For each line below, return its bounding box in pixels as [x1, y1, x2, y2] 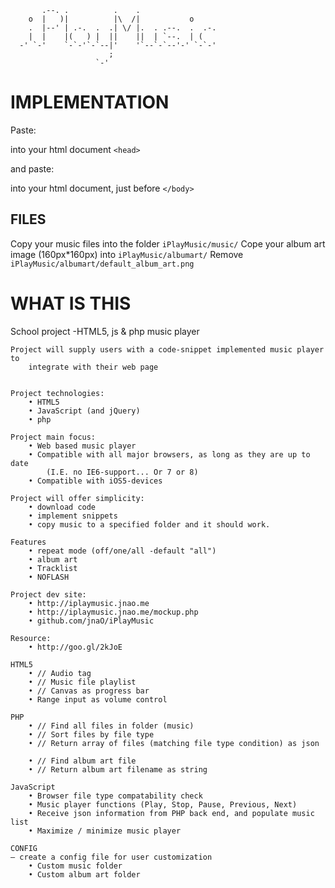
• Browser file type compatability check [28, 791, 203, 801]
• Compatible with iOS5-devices [28, 476, 163, 486]
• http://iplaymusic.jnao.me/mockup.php [28, 607, 199, 617]
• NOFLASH [28, 572, 70, 582]
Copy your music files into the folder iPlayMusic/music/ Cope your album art [10, 237, 326, 250]
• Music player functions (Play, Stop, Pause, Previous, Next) [28, 799, 298, 810]
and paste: [10, 162, 55, 175]
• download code [28, 502, 97, 512]
